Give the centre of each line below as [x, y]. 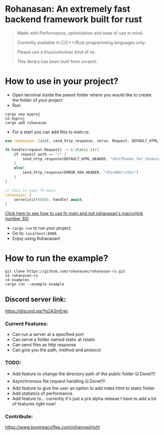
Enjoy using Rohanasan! [36, 239]
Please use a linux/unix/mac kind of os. [56, 52]
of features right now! [34, 404]
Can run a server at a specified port [48, 335]
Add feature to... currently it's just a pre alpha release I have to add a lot [84, 398]
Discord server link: [36, 299]
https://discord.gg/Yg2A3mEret [37, 311]
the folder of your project [37, 100]
